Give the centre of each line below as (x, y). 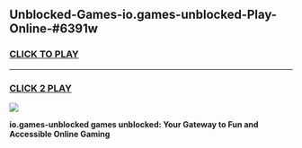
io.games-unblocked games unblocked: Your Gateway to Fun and (134, 124)
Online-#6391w (54, 29)
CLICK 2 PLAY (40, 88)
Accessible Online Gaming (60, 134)
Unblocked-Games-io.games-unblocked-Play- (143, 15)
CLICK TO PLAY (44, 55)
